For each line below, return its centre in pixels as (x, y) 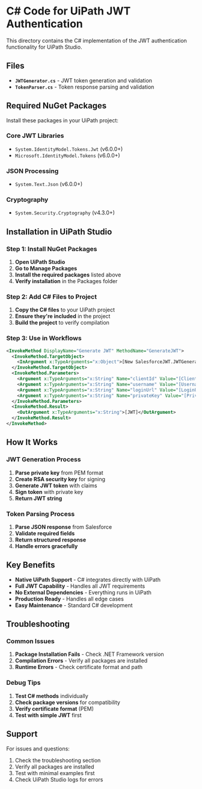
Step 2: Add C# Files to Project (52, 297)
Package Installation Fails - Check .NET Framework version (89, 654)
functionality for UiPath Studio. (44, 47)
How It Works (32, 442)
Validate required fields (45, 533)
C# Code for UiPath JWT (69, 11)
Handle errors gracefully (46, 546)
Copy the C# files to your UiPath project (65, 310)
